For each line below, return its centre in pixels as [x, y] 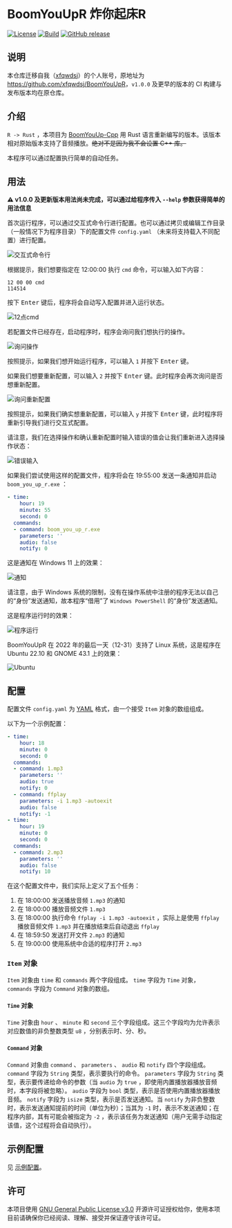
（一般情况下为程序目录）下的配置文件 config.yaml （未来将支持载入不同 [110, 232]
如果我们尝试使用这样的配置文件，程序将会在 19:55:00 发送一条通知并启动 [112, 475]
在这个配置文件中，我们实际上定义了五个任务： [74, 886]
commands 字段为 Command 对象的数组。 [60, 988]
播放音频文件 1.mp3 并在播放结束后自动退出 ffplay [88, 926]
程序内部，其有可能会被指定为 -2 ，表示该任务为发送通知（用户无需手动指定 [115, 1117]
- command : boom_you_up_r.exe [57, 529]
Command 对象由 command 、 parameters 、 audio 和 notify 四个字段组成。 [108, 1065]
